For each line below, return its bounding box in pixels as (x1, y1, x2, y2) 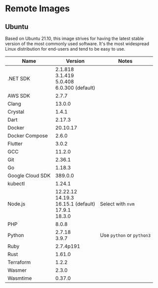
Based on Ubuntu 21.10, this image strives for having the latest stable (5, 35, 144, 41)
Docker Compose (7, 132, 48, 139)
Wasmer (7, 267, 27, 273)
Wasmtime (7, 275, 32, 282)
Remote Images (5, 3, 70, 14)
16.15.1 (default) (55, 201, 96, 207)
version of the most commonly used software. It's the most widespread (5, 41, 150, 47)
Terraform (7, 259, 31, 265)
